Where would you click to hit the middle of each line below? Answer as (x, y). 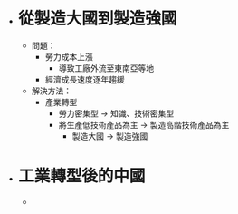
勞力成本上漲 (69, 56)
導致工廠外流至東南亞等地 (106, 68)
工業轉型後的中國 (81, 176)
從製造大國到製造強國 (97, 19)
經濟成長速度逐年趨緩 (85, 79)
